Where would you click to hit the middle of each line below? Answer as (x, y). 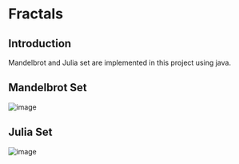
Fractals (36, 14)
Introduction (40, 44)
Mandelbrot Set (48, 88)
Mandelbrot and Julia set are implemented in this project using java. (120, 62)
